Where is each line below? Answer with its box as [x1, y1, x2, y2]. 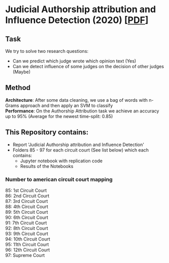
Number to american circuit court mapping [5, 176, 113, 183]
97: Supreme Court [5, 252, 45, 258]
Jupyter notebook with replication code [20, 158, 103, 164]
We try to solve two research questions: [5, 48, 89, 54]
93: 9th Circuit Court [5, 230, 48, 237]
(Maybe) [12, 69, 30, 75]
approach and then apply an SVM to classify [20, 102, 113, 108]
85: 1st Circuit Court [5, 187, 47, 193]
